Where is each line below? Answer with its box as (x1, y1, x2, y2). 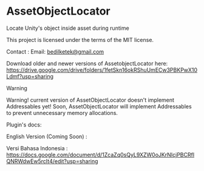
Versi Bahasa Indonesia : (6, 144, 68, 152)
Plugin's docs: (6, 120, 42, 128)
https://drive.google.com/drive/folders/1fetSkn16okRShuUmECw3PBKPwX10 (6, 66, 198, 74)
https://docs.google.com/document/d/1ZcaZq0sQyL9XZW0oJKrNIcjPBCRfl (6, 151, 195, 158)
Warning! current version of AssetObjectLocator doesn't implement (6, 96, 175, 103)
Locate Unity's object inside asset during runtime (6, 24, 129, 32)
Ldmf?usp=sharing (6, 72, 53, 80)
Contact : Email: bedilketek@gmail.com (6, 47, 104, 55)
